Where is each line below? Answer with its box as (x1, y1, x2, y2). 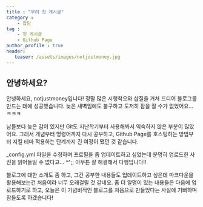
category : (6, 15, 34, 21)
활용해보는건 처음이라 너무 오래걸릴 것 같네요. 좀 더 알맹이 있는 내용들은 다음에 (6, 179, 191, 186)
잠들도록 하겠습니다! (6, 194, 53, 202)
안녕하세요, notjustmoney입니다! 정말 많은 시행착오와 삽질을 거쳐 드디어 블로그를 (6, 95, 197, 102)
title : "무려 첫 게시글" (6, 8, 64, 15)
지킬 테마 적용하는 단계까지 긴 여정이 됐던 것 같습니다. (12, 138, 139, 145)
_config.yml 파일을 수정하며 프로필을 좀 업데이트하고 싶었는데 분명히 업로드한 (6, 151, 189, 158)
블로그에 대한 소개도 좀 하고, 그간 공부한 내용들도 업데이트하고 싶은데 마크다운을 (6, 171, 194, 179)
